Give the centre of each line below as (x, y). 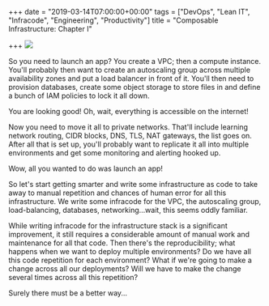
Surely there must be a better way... (68, 293)
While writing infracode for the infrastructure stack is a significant (118, 225)
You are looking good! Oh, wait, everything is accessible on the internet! (128, 111)
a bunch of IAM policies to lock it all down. (79, 96)
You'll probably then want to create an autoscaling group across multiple (130, 70)
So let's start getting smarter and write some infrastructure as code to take (133, 184)
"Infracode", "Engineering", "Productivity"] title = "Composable (113, 20)
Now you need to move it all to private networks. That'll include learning (128, 127)
